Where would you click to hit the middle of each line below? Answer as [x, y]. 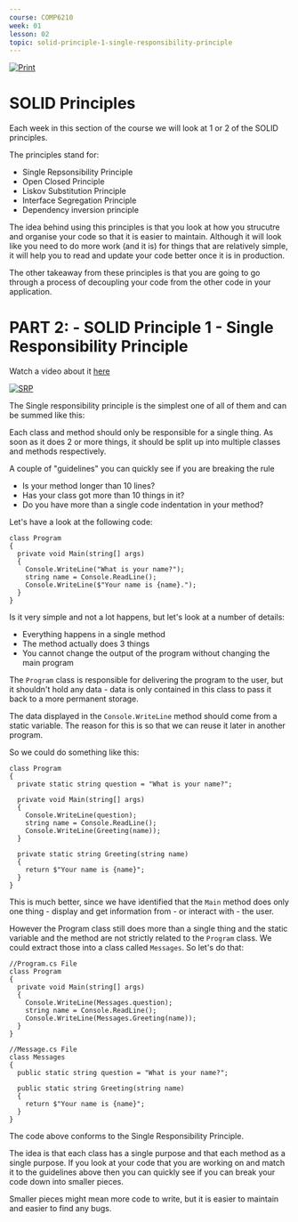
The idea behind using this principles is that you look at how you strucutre [145, 227]
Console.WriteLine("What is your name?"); [105, 570]
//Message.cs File [43, 1050]
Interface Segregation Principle [79, 200]
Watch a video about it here [60, 371]
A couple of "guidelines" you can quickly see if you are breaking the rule [142, 469]
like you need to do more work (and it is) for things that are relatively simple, [149, 247]
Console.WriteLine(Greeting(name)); [93, 831]
